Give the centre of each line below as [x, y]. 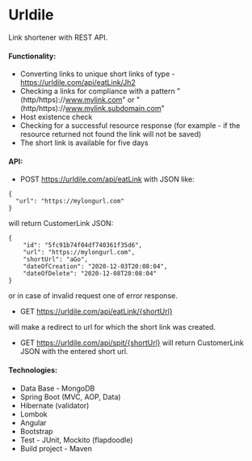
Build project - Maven [56, 448]
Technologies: [33, 369]
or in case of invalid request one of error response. [93, 296]
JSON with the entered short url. [74, 352]
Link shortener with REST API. [58, 37]
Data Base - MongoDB [57, 388]
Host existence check [56, 117]
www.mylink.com [94, 100]
